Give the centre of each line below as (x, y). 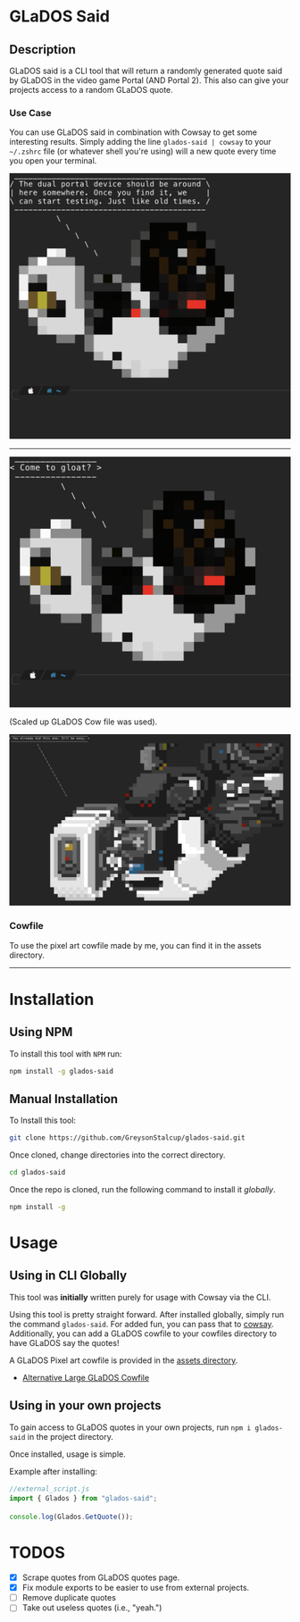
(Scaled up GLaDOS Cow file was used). (83, 722)
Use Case (30, 113)
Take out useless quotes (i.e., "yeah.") (92, 1608)
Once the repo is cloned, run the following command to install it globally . (142, 1189)
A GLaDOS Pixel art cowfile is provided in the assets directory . (124, 1360)
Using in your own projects (86, 1405)
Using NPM (41, 1032)
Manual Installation (64, 1099)
